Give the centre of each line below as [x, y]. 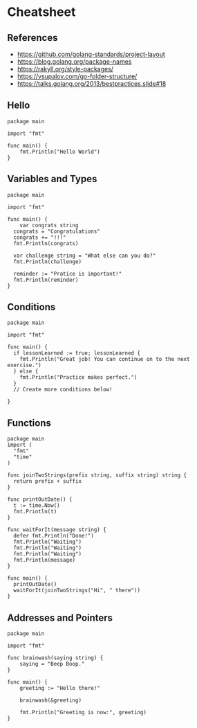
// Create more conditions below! [63, 390]
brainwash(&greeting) [50, 700]
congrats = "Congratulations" [57, 231]
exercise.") [24, 365]
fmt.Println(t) [35, 512]
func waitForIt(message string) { [57, 530]
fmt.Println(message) [45, 560]
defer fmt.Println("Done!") [54, 536]
